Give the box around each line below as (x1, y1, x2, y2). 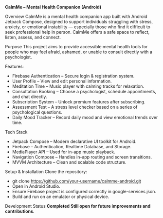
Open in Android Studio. (12, 183, 61, 189)
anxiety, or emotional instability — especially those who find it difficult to (5, 24, 151, 30)
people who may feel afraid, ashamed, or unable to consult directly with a (5, 49, 152, 55)
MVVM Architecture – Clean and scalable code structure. (12, 159, 127, 165)
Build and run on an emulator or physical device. (12, 194, 109, 199)
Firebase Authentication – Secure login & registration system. (12, 73, 135, 79)
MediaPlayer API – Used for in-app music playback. (12, 149, 115, 155)
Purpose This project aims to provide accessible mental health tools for (5, 44, 148, 49)
